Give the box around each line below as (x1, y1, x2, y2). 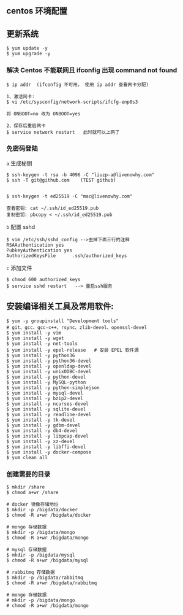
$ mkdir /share (6, 484, 45, 490)
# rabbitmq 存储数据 (6, 569, 55, 575)
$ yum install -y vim (6, 330, 62, 336)
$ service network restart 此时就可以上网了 (6, 129, 120, 135)
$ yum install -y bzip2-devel (6, 395, 84, 401)
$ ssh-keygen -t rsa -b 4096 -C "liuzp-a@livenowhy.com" (6, 171, 155, 178)
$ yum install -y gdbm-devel (6, 422, 81, 428)
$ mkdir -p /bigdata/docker (6, 506, 78, 512)
